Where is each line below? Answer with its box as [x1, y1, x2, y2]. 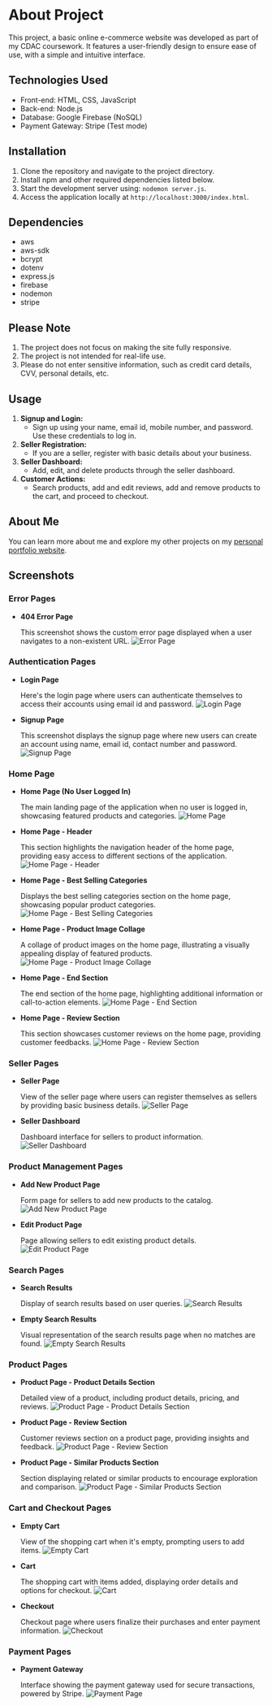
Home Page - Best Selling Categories [19, 875, 148, 885]
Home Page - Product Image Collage [19, 924, 146, 934]
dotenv [19, 263, 45, 273]
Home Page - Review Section [19, 1014, 120, 1023]
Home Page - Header [19, 827, 93, 836]
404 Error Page [19, 611, 73, 621]
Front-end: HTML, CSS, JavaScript [19, 95, 136, 105]
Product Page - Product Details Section [19, 1378, 156, 1387]
